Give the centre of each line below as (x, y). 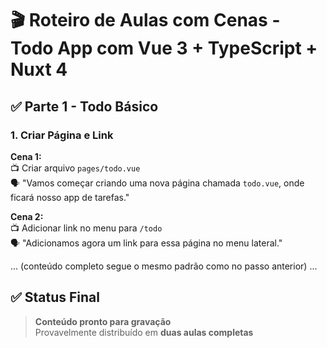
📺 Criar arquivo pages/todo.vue (75, 168)
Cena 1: (26, 156)
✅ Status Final (55, 297)
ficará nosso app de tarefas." (70, 197)
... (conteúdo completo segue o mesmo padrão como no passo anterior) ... (164, 266)
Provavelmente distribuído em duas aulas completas (144, 332)
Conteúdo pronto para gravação (103, 321)
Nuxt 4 (39, 69)
